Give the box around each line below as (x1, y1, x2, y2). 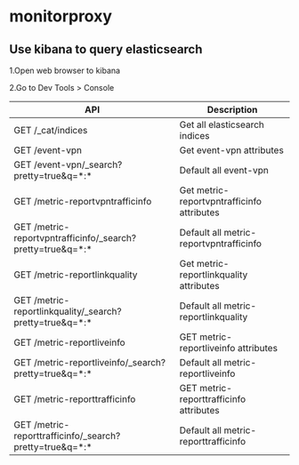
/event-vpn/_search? (34, 158, 123, 171)
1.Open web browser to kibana (9, 65, 121, 76)
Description (206, 104, 258, 116)
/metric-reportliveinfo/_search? (34, 357, 166, 368)
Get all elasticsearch (179, 118, 265, 131)
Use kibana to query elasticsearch (9, 42, 203, 57)
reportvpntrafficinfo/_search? (13, 232, 136, 244)
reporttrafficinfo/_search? (13, 429, 121, 442)
